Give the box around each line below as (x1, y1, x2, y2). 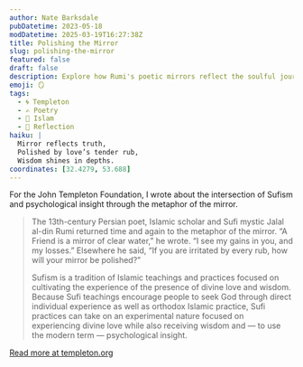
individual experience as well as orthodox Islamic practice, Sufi (31, 301, 266, 312)
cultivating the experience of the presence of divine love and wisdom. (31, 282, 291, 293)
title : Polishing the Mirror (9, 38, 119, 48)
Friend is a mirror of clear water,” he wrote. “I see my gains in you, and (31, 236, 293, 247)
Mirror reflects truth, (17, 139, 106, 148)
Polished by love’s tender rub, (17, 147, 140, 156)
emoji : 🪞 (9, 80, 45, 89)
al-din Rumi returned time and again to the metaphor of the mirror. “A (31, 226, 288, 237)
